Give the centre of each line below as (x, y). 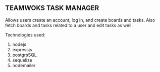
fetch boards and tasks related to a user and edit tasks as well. (69, 25)
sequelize (22, 60)
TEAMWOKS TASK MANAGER (52, 8)
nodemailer (24, 65)
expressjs (22, 49)
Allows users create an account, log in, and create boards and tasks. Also (80, 20)
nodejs (19, 44)
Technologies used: (25, 35)
